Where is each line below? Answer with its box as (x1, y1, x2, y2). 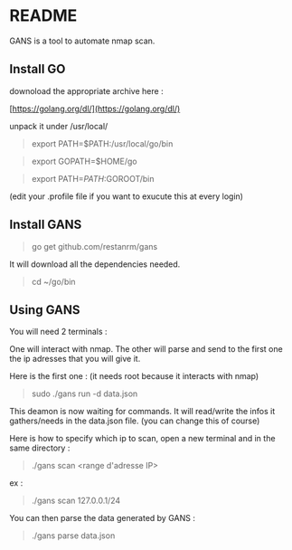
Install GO (9, 62, 66, 77)
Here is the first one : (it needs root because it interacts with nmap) (9, 371, 259, 382)
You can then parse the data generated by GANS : (9, 513, 196, 524)
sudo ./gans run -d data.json (31, 388, 138, 399)
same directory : (9, 442, 71, 453)
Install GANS (9, 217, 82, 232)
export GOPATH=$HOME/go (31, 156, 137, 166)
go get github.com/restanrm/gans (31, 241, 158, 251)
